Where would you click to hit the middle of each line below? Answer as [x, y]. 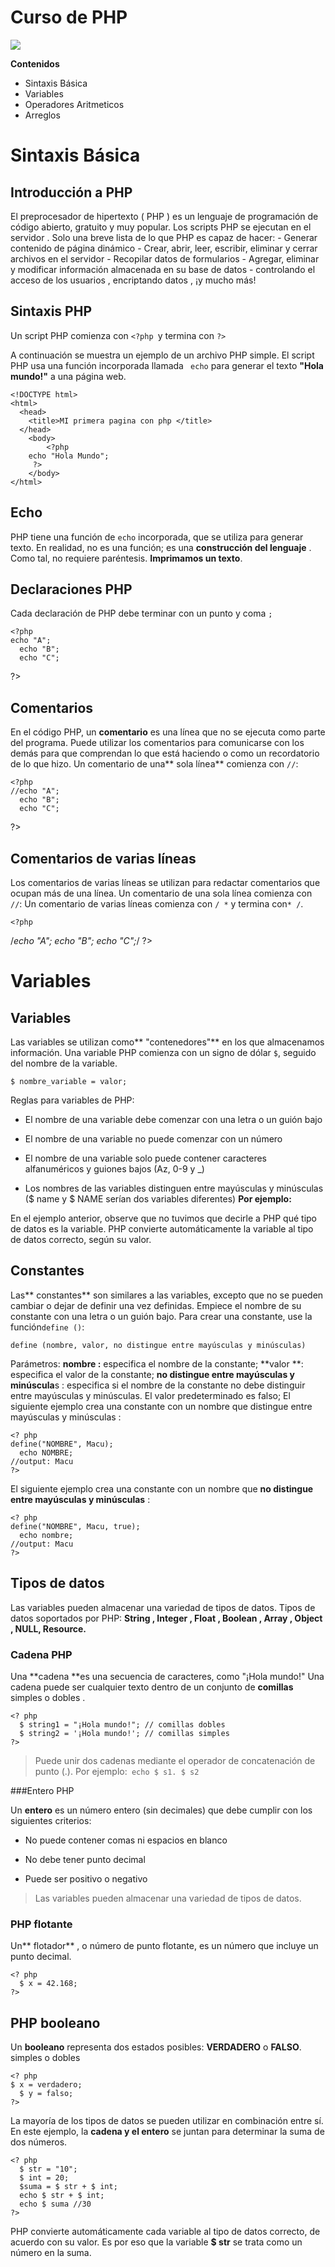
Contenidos [35, 63]
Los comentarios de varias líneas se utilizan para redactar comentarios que [165, 882]
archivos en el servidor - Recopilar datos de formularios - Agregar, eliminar [165, 258]
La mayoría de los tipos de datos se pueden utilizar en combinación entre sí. [167, 2121]
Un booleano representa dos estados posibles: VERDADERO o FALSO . [156, 2047]
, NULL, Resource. [48, 1628]
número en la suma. [51, 2253]
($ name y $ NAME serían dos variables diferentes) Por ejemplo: [158, 1199]
